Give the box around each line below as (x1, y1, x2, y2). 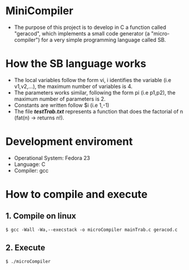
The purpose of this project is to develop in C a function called (14, 24, 167, 31)
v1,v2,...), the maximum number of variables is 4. (14, 83, 133, 90)
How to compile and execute (5, 188, 148, 201)
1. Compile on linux (5, 211, 76, 221)
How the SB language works (5, 57, 146, 70)
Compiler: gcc (14, 167, 49, 174)
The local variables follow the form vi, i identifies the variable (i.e (14, 76, 172, 83)
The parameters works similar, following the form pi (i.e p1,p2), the (14, 89, 175, 96)
